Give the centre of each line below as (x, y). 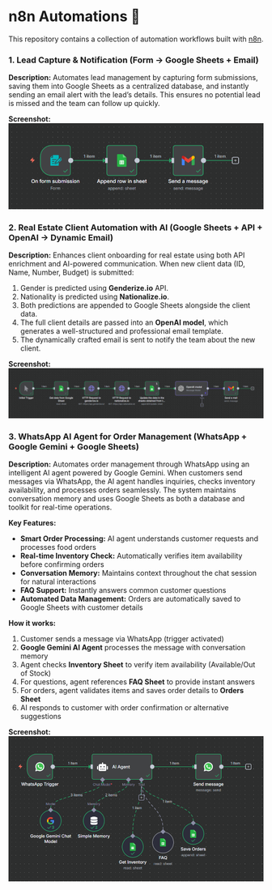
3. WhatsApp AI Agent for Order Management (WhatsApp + (128, 436)
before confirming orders (62, 564)
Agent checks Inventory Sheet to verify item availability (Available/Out (138, 664)
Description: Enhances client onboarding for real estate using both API (127, 255)
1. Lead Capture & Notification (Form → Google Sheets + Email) (134, 60)
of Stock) (35, 673)
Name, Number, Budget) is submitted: (71, 273)
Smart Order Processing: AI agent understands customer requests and (139, 539)
